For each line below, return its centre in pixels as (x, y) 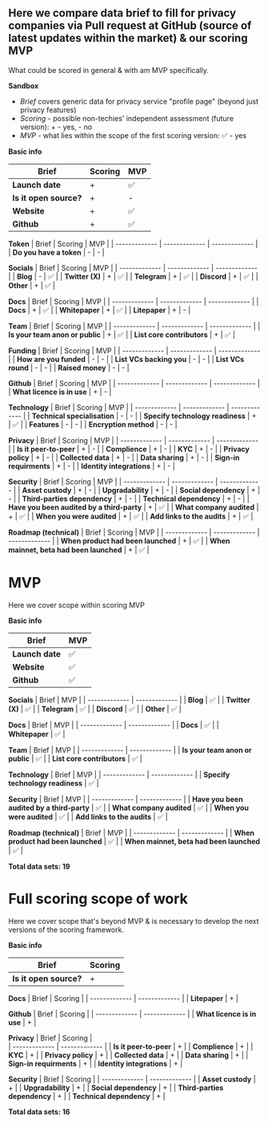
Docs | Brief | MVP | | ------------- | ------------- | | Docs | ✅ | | (114, 725)
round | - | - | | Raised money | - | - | (69, 368)
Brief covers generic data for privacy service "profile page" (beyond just (139, 101)
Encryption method (121, 424)
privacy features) (48, 110)
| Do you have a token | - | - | (57, 252)
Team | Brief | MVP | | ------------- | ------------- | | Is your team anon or (130, 750)
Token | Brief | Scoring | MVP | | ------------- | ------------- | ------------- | (133, 243)
